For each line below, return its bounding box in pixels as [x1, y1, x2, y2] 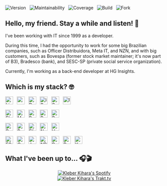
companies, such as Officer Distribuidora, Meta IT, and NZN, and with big [5, 48, 157, 54]
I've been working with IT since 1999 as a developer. [5, 33, 114, 39]
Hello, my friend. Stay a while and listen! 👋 [5, 19, 139, 28]
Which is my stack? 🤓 [5, 83, 74, 91]
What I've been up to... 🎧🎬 [5, 154, 92, 163]
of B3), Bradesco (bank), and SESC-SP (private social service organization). [5, 58, 162, 64]
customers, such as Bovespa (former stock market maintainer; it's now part [5, 53, 161, 59]
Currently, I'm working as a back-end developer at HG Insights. [5, 68, 135, 74]
